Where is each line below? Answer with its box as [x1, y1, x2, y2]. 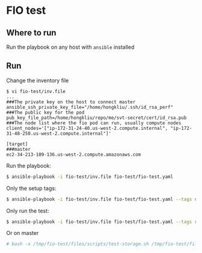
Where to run [6, 28, 57, 38]
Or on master [6, 230, 39, 237]
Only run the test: [6, 207, 49, 214]
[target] [6, 141, 28, 147]
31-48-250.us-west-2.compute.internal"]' [6, 130, 112, 136]
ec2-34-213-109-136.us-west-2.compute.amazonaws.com [6, 151, 141, 157]
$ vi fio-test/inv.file [6, 88, 66, 94]
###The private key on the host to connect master [6, 99, 136, 105]
